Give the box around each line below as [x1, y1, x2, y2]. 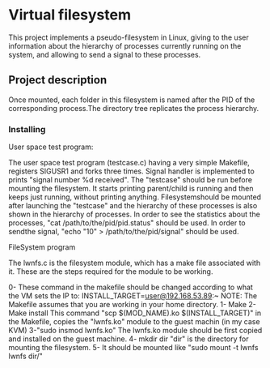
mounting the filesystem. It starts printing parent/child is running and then [8, 184, 254, 194]
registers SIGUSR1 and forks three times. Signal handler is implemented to [8, 166, 255, 176]
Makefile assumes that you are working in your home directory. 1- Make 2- [8, 300, 257, 310]
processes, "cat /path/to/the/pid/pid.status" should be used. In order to [8, 218, 246, 228]
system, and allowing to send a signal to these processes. [8, 49, 201, 59]
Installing [8, 123, 46, 135]
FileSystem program [8, 242, 76, 252]
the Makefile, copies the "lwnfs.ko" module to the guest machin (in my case [8, 317, 260, 327]
